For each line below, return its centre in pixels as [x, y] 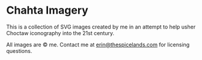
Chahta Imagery [47, 10]
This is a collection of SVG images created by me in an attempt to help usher [101, 27]
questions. [19, 50]
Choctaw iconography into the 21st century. [60, 33]
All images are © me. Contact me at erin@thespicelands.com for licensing [98, 45]
